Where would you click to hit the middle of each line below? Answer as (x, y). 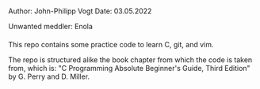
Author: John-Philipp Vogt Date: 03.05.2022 (80, 11)
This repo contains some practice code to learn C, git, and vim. (111, 44)
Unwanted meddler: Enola (51, 27)
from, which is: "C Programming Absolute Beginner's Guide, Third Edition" (130, 68)
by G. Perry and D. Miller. (49, 76)
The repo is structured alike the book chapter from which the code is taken (130, 59)
